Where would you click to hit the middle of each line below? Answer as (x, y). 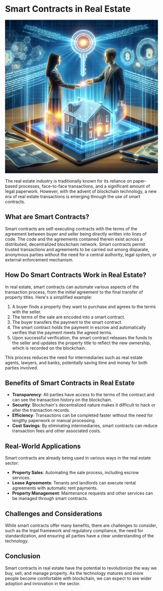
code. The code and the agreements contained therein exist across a (74, 239)
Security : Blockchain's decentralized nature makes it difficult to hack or (84, 405)
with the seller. (27, 312)
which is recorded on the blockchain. (49, 348)
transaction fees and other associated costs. (57, 431)
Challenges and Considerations (54, 514)
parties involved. (22, 368)
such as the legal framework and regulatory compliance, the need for (74, 531)
